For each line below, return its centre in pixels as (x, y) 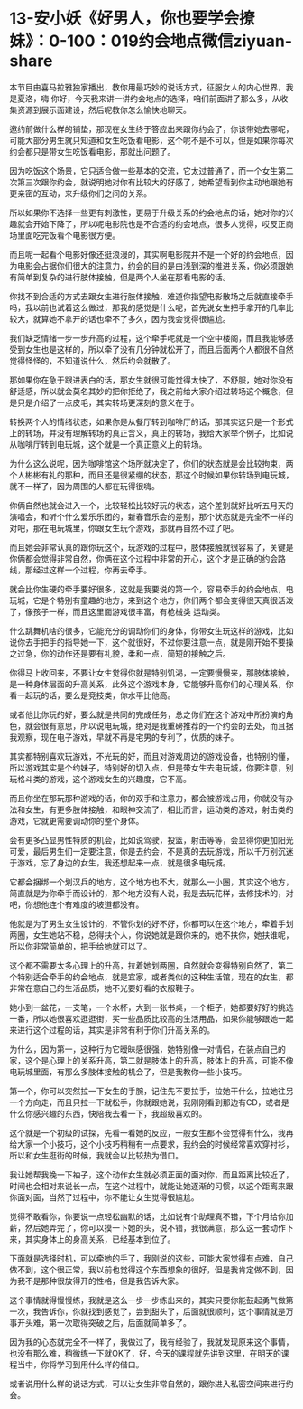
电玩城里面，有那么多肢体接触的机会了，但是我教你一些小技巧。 (128, 1072)
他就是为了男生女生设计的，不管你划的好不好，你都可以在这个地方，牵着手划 (151, 923)
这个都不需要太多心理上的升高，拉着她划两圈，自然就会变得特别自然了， (143, 965)
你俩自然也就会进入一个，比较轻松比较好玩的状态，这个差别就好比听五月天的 (151, 505)
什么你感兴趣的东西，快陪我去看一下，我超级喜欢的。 (108, 1113)
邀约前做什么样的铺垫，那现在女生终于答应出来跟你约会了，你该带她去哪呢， (151, 128)
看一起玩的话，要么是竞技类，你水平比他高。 (92, 695)
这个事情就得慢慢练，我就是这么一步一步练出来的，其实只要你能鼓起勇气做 (147, 1300)
